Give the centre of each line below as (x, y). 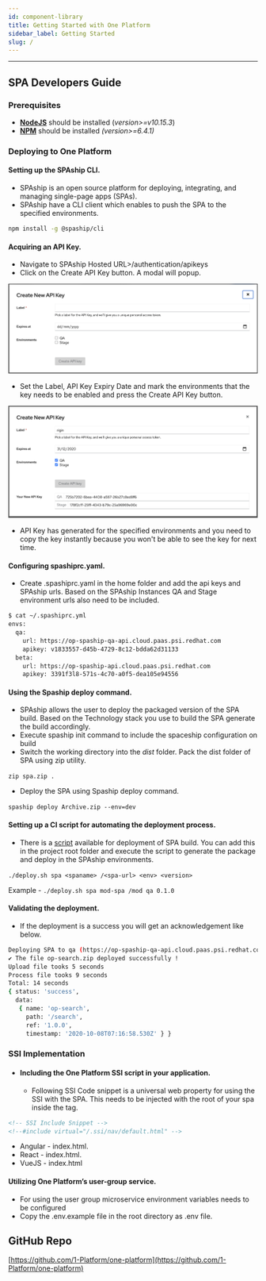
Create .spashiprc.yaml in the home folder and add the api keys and (130, 583)
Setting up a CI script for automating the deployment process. (112, 825)
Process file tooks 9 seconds (58, 975)
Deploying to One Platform (60, 151)
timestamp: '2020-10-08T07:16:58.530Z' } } (99, 1033)
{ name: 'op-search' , (54, 1009)
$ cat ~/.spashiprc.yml (47, 616)
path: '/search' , (54, 1017)
